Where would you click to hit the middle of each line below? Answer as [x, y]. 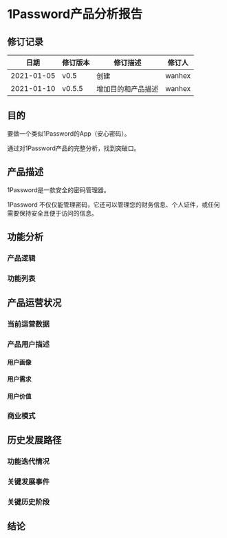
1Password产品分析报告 [75, 14]
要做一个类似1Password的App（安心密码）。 [69, 133]
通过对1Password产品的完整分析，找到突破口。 [74, 148]
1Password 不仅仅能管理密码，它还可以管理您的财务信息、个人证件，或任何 [113, 205]
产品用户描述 [29, 344]
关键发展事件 [29, 482]
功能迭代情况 [29, 462]
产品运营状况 [34, 303]
